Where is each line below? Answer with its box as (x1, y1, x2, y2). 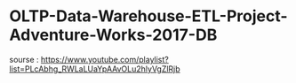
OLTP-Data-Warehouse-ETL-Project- (9, 6, 288, 26)
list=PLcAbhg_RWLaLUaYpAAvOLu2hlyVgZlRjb (9, 64, 180, 74)
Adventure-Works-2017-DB (9, 25, 218, 45)
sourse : (9, 54, 39, 64)
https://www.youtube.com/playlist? (40, 54, 169, 64)
